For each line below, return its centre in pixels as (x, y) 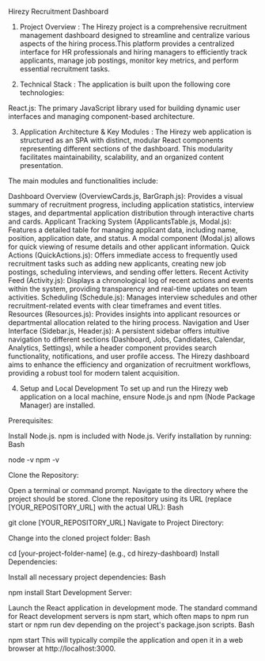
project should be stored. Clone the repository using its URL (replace (120, 499)
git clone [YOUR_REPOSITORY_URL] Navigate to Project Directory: (116, 523)
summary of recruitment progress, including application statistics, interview (131, 204)
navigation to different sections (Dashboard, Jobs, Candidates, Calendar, (127, 339)
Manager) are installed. (57, 405)
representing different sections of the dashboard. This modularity (126, 149)
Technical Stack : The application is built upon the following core (125, 84)
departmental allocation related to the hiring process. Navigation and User (129, 323)
